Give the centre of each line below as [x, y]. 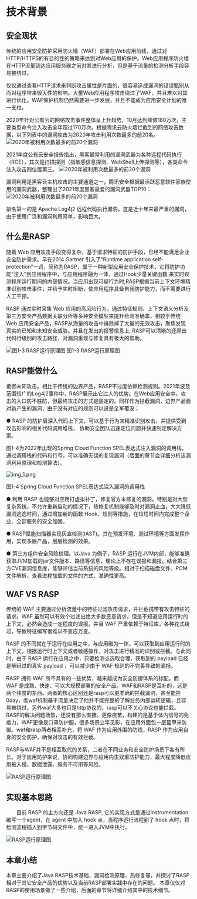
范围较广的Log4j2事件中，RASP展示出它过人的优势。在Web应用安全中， [94, 393]
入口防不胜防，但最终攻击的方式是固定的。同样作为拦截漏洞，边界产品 [101, 401]
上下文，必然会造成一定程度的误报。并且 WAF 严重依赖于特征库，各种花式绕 [98, 624]
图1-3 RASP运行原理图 [93, 350]
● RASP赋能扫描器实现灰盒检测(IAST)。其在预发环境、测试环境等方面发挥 [95, 534]
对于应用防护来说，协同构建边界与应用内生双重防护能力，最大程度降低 [101, 757]
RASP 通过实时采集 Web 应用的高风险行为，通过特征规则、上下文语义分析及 [98, 308]
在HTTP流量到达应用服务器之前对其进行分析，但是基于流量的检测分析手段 [95, 66]
